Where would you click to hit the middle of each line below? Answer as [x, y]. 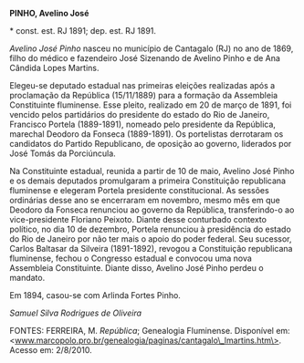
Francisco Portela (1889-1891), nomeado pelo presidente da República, [143, 124]
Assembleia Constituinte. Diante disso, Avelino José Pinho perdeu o [136, 268]
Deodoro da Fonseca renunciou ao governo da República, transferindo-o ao [152, 210]
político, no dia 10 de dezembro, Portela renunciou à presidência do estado [151, 229]
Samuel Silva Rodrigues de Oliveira [76, 313]
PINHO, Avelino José [49, 13]
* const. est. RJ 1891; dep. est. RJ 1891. [83, 31]
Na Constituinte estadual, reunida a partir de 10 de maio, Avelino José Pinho [152, 171]
